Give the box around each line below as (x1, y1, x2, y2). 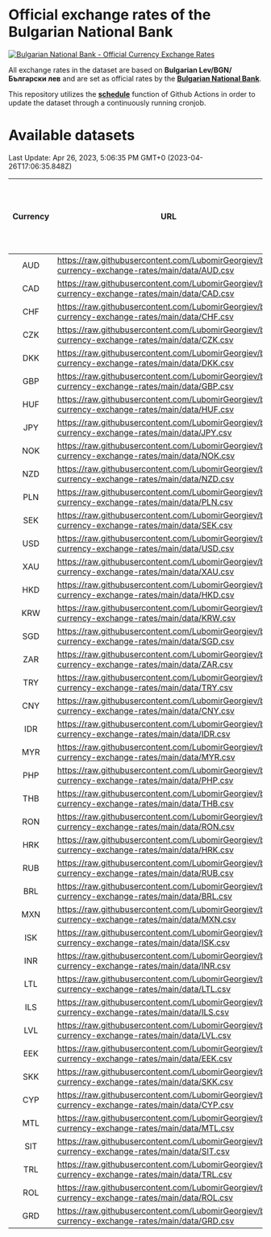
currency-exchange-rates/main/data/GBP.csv (56, 381, 234, 392)
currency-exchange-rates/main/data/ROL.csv (56, 1192, 234, 1203)
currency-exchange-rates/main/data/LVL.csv (56, 1030, 231, 1041)
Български (8, 73, 47, 83)
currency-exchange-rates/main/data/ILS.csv (56, 1006, 230, 1018)
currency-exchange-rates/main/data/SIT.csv (56, 1145, 230, 1156)
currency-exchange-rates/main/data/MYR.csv (56, 752, 236, 763)
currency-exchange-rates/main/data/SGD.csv (56, 635, 235, 647)
